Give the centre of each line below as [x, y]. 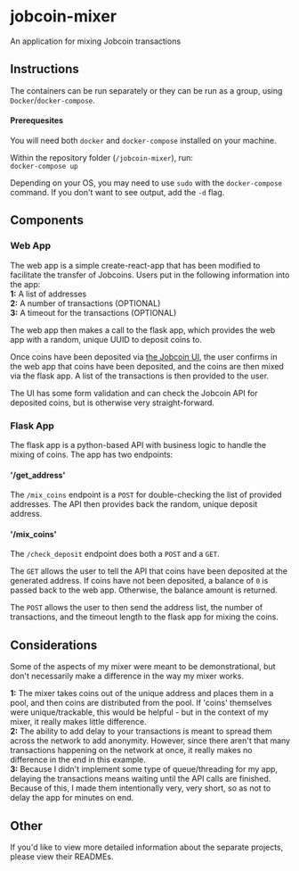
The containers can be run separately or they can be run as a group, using [146, 90]
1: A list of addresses [48, 294]
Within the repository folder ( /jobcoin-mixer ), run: [102, 157]
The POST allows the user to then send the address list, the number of [137, 608]
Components [47, 220]
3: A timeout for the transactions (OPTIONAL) [93, 312]
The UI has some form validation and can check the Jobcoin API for [134, 393]
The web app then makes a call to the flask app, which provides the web [143, 330]
